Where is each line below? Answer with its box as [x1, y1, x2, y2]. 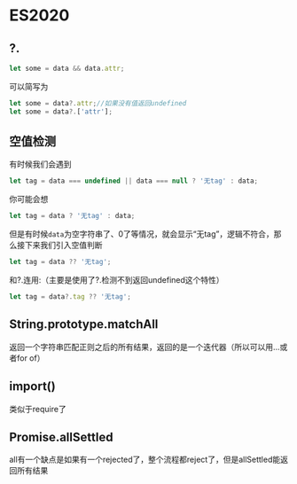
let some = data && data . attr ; [9, 64, 125, 73]
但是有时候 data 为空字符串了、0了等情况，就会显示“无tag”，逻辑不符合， [9, 229, 274, 239]
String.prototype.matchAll [9, 316, 159, 332]
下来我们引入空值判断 [24, 240, 103, 251]
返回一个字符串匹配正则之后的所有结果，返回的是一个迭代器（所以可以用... [9, 341, 281, 352]
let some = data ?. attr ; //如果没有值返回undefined [9, 98, 187, 107]
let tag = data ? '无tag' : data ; [9, 212, 136, 221]
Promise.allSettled [9, 429, 113, 444]
